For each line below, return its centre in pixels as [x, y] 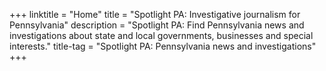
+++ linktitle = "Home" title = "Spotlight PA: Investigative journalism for [155, 14]
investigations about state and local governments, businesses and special [161, 35]
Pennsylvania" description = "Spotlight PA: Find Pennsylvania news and [157, 25]
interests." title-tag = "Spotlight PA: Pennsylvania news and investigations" [163, 46]
